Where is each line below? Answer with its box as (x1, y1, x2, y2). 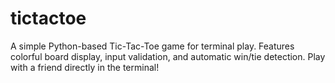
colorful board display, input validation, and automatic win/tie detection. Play (10, 50, 326, 62)
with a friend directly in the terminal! (10, 61, 160, 73)
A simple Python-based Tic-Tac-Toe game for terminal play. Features (10, 40, 295, 52)
